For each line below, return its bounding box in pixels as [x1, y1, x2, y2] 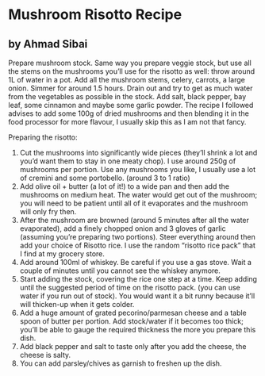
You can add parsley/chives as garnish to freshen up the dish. [19, 359, 222, 368]
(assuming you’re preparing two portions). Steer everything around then [19, 232, 255, 241]
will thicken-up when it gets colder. [19, 300, 135, 309]
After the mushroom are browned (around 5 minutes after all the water [19, 216, 250, 224]
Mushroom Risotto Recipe [8, 6, 182, 24]
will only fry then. [19, 207, 77, 216]
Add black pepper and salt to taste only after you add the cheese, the [19, 342, 248, 351]
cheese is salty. [19, 351, 71, 359]
